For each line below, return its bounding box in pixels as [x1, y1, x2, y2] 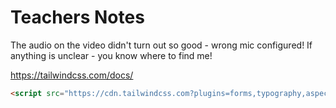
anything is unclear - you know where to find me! [10, 49, 213, 61]
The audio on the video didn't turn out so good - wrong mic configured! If [10, 39, 313, 51]
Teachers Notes [10, 6, 145, 29]
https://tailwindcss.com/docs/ [10, 69, 134, 81]
